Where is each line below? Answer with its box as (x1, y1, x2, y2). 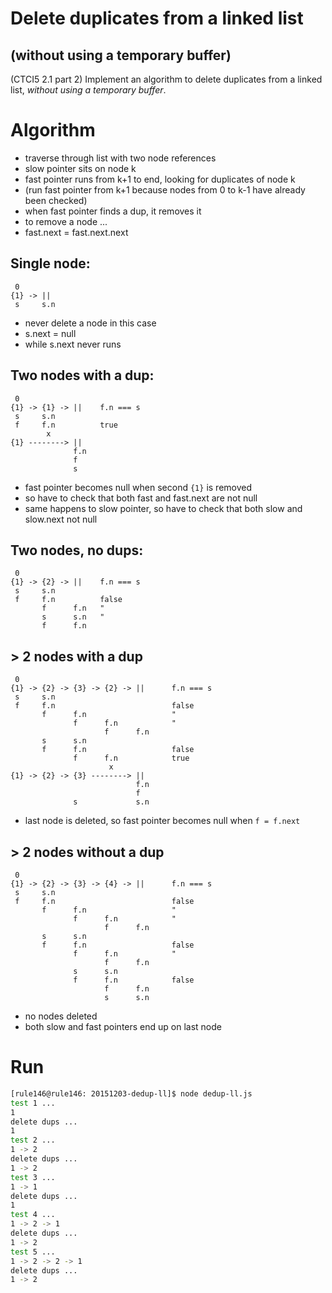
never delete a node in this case (24, 317, 157, 329)
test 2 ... (10, 1135, 56, 1146)
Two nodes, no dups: (10, 542, 144, 559)
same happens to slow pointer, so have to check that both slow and (24, 502, 303, 514)
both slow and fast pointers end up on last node (24, 1021, 222, 1032)
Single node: (10, 255, 91, 272)
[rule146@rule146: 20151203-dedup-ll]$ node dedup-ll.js (10, 1088, 253, 1099)
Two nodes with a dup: (10, 367, 155, 384)
